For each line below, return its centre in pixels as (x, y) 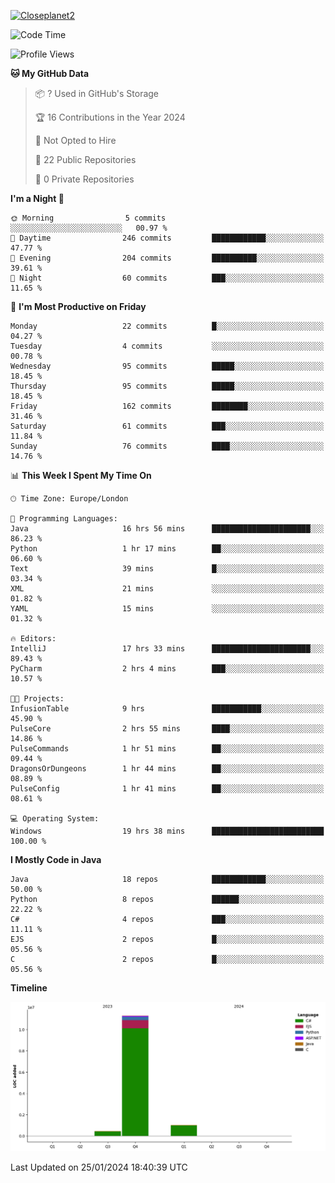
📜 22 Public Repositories (85, 159)
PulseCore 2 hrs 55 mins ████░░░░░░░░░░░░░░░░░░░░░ (167, 729)
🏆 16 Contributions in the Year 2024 (110, 117)
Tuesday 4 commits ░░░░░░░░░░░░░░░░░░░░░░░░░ (167, 346)
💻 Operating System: (55, 819)
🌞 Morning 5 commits (88, 218)
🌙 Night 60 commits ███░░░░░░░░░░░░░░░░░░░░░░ (167, 278)
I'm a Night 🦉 (37, 198)
